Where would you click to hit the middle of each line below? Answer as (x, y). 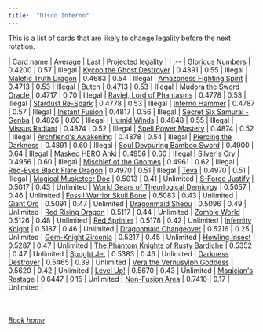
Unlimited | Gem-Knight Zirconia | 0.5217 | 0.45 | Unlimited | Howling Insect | (132, 237)
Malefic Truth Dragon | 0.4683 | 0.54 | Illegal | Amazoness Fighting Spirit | (128, 78)
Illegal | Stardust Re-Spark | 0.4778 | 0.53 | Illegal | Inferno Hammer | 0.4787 (131, 103)
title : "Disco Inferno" (49, 15)
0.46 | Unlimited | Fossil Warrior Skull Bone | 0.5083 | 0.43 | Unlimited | (123, 195)
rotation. (22, 46)
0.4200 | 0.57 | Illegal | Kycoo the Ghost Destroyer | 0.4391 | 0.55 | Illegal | (128, 70)
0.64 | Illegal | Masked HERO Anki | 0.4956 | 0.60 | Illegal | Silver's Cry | (124, 153)
